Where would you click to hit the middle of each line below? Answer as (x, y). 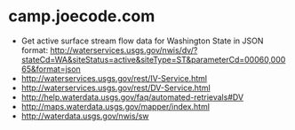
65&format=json (51, 69)
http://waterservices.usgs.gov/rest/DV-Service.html (116, 88)
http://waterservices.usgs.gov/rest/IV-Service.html (114, 78)
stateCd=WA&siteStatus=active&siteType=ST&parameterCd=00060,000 (153, 59)
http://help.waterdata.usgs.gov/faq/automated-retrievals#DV (132, 97)
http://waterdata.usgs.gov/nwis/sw (85, 116)
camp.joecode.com (82, 16)
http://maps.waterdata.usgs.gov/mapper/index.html (116, 106)
